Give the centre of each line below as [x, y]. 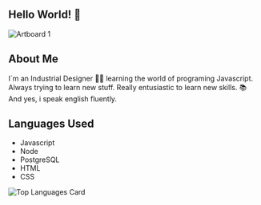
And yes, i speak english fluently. [63, 99]
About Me [33, 59]
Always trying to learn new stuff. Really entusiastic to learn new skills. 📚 [128, 87]
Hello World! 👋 [45, 15]
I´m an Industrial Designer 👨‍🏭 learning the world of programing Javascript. [131, 78]
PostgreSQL [40, 160]
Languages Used [51, 124]
